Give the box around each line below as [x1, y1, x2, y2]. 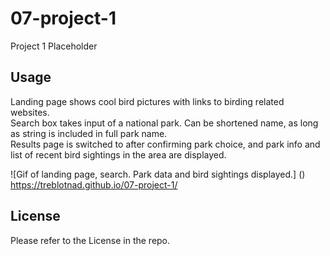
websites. [10, 106, 50, 118]
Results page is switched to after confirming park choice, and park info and [10, 138, 321, 150]
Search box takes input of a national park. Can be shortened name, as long [10, 117, 319, 129]
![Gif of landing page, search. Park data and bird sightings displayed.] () [10, 168, 306, 180]
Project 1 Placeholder [10, 40, 98, 52]
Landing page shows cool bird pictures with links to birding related [10, 95, 285, 107]
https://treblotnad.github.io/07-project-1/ [10, 178, 178, 191]
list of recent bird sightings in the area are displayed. [10, 148, 227, 161]
